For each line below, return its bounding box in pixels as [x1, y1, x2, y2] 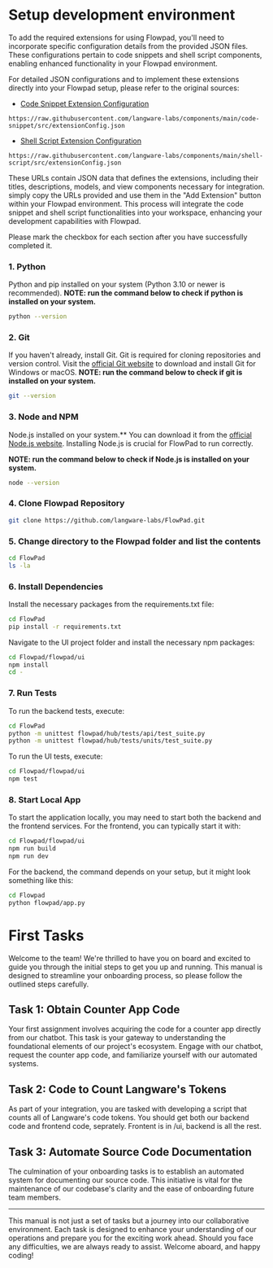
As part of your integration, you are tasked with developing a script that [8, 1104, 248, 1114]
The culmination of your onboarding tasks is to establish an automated [8, 1166, 245, 1177]
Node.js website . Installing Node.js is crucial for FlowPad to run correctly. [8, 438, 253, 448]
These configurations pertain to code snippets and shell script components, [8, 50, 262, 59]
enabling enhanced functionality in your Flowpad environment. [8, 59, 218, 68]
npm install [8, 661, 49, 669]
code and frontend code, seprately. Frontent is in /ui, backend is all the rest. [8, 1122, 262, 1131]
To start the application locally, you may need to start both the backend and [8, 812, 262, 823]
